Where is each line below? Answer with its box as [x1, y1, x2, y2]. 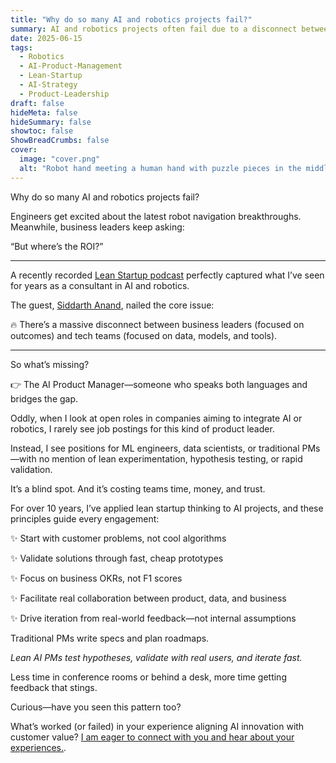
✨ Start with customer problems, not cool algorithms [10, 532, 227, 544]
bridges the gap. [10, 392, 79, 405]
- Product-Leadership [19, 89, 110, 99]
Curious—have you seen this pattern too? [10, 701, 182, 713]
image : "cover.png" [19, 154, 101, 164]
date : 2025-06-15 [10, 33, 83, 43]
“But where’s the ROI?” [10, 240, 104, 252]
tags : [10, 42, 33, 53]
